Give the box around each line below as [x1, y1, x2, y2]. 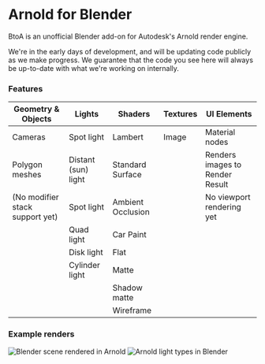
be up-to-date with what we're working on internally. [8, 63, 180, 72]
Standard [112, 159, 147, 170]
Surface [112, 169, 142, 180]
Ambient [112, 197, 144, 208]
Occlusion [112, 206, 150, 217]
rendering [204, 202, 242, 213]
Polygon [12, 159, 43, 170]
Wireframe [112, 305, 152, 316]
